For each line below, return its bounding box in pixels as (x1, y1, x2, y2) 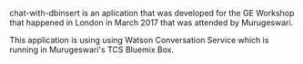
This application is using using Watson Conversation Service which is (9, 35, 269, 45)
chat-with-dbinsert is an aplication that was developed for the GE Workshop (9, 8, 295, 18)
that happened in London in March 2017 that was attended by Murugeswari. (9, 17, 294, 28)
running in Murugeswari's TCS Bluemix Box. (9, 44, 175, 55)
